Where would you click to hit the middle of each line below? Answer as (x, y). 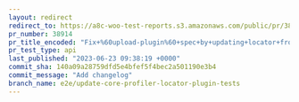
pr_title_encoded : (42, 42)
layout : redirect (41, 17)
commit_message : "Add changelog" (71, 75)
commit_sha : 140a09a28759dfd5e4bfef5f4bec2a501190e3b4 (112, 67)
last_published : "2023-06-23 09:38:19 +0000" (94, 59)
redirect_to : (33, 26)
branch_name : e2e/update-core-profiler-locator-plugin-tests (125, 83)
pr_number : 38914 (41, 34)
